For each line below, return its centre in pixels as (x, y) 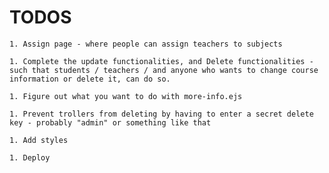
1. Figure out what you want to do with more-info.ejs (126, 96)
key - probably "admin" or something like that (110, 122)
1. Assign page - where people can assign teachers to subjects (146, 44)
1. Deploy (30, 157)
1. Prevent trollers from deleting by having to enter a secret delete (161, 114)
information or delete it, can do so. (90, 79)
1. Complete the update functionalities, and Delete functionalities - (161, 61)
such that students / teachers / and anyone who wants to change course (164, 70)
